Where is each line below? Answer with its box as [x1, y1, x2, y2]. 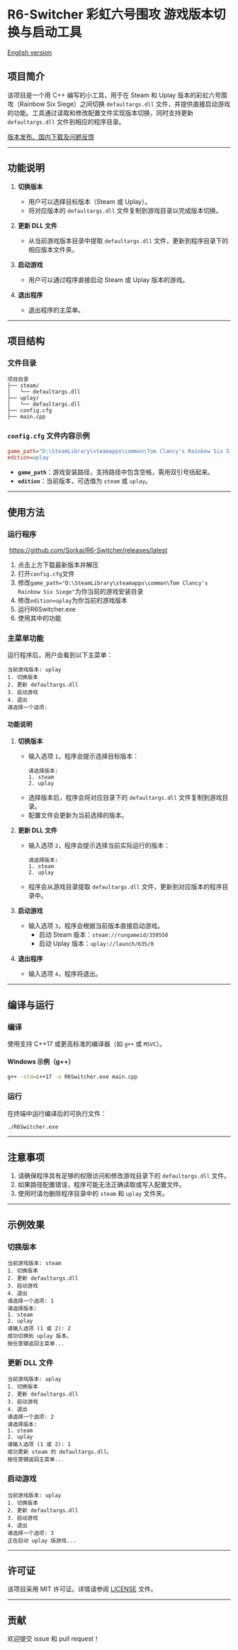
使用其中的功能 [17, 614, 62, 622]
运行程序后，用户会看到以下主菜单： [7, 651, 113, 659]
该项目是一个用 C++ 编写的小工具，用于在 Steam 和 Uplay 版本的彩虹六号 [7, 90, 222, 99]
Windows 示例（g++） [7, 1057, 75, 1065]
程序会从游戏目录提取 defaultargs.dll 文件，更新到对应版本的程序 [28, 882, 222, 891]
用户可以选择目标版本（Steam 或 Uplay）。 [28, 197, 152, 206]
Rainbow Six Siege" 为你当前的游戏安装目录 [17, 587, 144, 595]
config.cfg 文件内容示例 [7, 431, 90, 441]
